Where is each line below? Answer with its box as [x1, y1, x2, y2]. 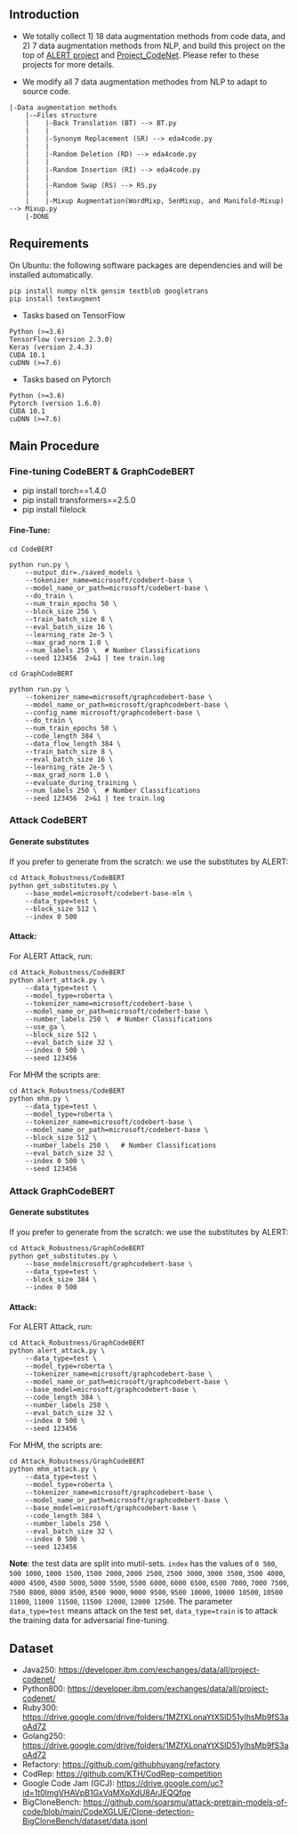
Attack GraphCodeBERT [9, 1184, 116, 1197]
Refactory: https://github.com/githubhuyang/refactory [21, 1758, 221, 1769]
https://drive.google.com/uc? [117, 1777, 224, 1788]
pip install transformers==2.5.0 [21, 495, 136, 505]
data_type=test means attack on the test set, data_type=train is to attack [9, 1605, 278, 1616]
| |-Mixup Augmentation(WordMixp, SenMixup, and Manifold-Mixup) [25, 196, 285, 206]
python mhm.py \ [9, 1094, 69, 1103]
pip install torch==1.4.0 [21, 485, 107, 497]
